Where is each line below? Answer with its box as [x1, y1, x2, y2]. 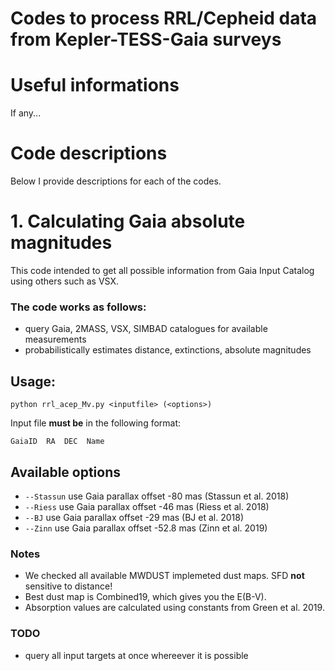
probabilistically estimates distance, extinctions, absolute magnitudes [24, 344, 312, 356]
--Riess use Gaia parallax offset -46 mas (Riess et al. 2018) [24, 500, 270, 512]
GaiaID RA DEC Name [10, 437, 105, 447]
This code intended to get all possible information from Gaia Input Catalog [10, 265, 315, 276]
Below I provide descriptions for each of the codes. [10, 175, 222, 187]
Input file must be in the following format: [10, 417, 182, 429]
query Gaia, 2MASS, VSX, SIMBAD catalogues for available [24, 323, 268, 335]
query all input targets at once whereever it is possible [24, 649, 249, 661]
